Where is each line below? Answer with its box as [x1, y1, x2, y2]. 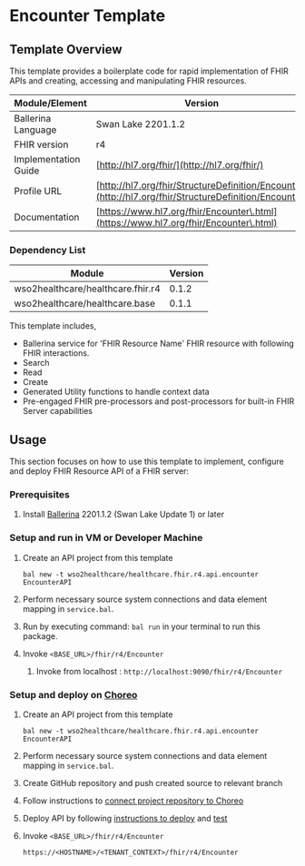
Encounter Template [9, 5, 166, 26]
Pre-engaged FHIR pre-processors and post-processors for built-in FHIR [22, 396, 295, 407]
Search [22, 358, 50, 369]
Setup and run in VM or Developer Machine [9, 532, 203, 545]
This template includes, [9, 320, 97, 331]
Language [14, 123, 57, 136]
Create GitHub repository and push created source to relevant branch [22, 778, 283, 788]
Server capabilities [22, 406, 93, 417]
